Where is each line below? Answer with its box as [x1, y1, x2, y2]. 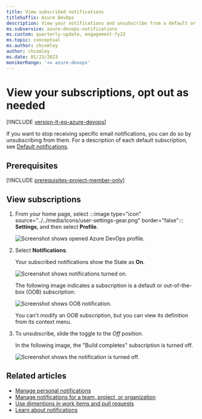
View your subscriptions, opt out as [6, 85, 189, 99]
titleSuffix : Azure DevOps [6, 15, 74, 21]
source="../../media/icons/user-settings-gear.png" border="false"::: [15, 217, 183, 224]
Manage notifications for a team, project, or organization [15, 393, 156, 400]
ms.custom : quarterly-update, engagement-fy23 [6, 31, 126, 38]
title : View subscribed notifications [6, 8, 104, 15]
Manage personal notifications [15, 387, 91, 394]
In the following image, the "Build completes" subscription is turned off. [15, 341, 194, 349]
